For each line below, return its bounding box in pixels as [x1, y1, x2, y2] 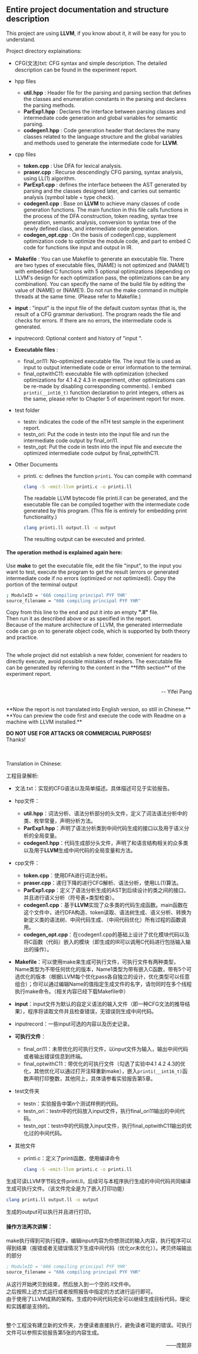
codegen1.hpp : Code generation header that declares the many [23, 126, 180, 134]
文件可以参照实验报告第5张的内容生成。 [6, 1329, 103, 1336]
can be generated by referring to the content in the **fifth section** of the [6, 664, 186, 671]
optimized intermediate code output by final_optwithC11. [23, 449, 160, 457]
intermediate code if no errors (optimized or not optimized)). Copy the [6, 574, 176, 581]
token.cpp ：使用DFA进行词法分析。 [23, 871, 111, 879]
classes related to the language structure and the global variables [23, 133, 183, 140]
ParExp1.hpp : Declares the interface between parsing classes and [23, 108, 186, 115]
